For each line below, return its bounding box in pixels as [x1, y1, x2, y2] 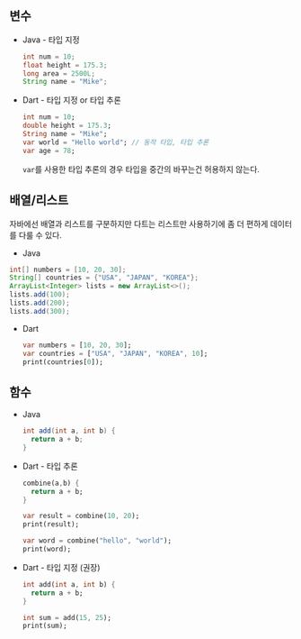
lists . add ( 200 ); [9, 298, 70, 307]
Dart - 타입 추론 [22, 461, 78, 471]
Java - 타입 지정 [22, 34, 80, 45]
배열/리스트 [9, 193, 69, 208]
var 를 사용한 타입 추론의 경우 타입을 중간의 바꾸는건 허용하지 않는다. [22, 163, 261, 174]
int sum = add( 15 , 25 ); [22, 613, 112, 622]
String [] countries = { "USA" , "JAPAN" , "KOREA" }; [9, 273, 199, 282]
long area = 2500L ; [22, 68, 96, 78]
